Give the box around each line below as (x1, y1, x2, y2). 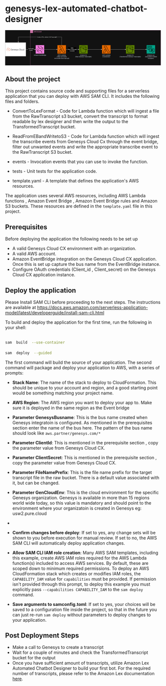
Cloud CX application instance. (12, 272, 76, 278)
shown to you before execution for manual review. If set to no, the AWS (12, 535, 157, 541)
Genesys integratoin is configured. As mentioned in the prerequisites (12, 420, 152, 426)
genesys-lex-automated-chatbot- (5, 3, 148, 14)
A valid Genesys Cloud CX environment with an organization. (12, 246, 137, 252)
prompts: (5, 370, 24, 376)
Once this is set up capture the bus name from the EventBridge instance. (12, 261, 161, 267)
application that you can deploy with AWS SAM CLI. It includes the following (5, 93, 160, 99)
